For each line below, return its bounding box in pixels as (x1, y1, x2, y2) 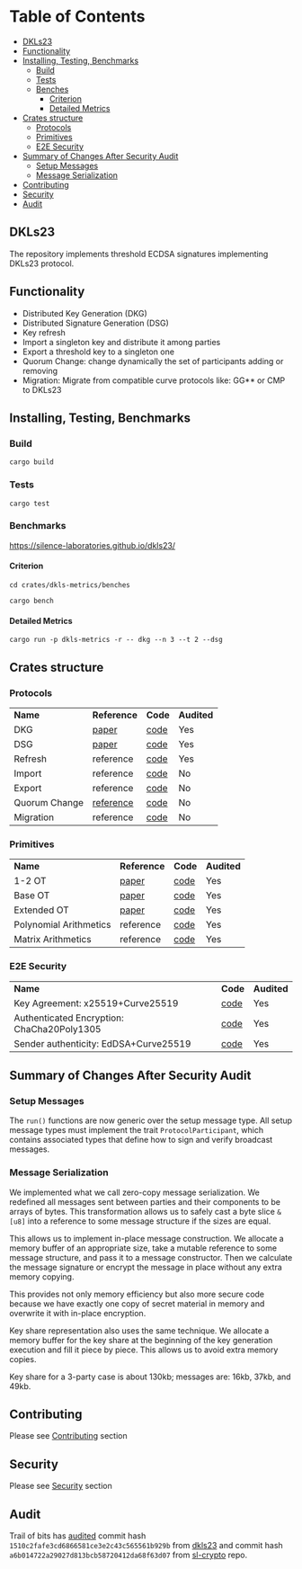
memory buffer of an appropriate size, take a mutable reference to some (9, 1243, 277, 1253)
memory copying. (9, 1270, 75, 1282)
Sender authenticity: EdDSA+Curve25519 (13, 1037, 191, 1049)
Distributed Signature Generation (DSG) (22, 317, 169, 328)
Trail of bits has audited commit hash (9, 1530, 147, 1541)
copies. (9, 1353, 37, 1364)
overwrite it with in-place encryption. (9, 1307, 147, 1318)
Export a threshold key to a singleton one (22, 346, 175, 357)
